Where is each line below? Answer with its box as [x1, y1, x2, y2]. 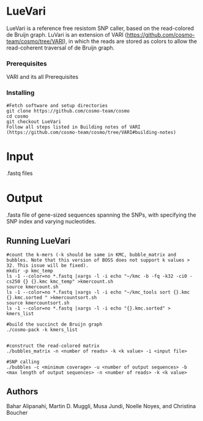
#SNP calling [6, 359, 40, 365]
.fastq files [6, 170, 33, 177]
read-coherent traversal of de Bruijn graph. [6, 44, 115, 51]
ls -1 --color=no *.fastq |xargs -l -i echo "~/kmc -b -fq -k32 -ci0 [6, 274, 188, 280]
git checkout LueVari [6, 118, 62, 125]
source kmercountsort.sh [6, 300, 70, 307]
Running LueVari [6, 236, 71, 246]
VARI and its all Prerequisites [6, 73, 78, 81]
